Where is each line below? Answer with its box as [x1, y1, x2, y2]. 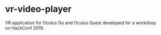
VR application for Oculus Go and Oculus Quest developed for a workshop [5, 20, 157, 26]
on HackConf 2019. [5, 25, 44, 31]
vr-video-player [5, 3, 72, 15]
